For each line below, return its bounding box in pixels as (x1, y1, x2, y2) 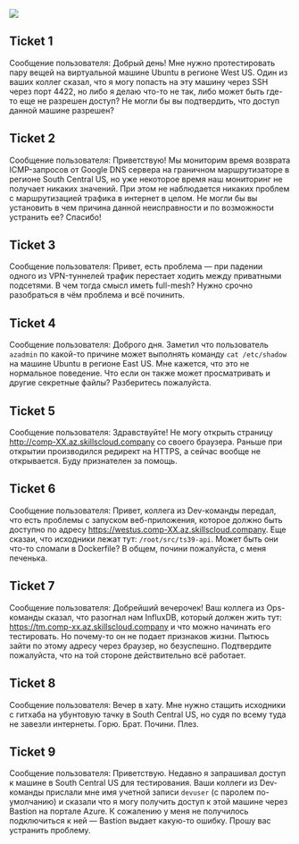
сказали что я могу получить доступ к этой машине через (65, 797, 288, 807)
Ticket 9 (9, 744, 56, 759)
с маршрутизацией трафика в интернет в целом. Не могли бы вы (9, 192, 258, 203)
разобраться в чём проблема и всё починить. (9, 290, 186, 300)
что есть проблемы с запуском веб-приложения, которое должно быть (9, 514, 283, 525)
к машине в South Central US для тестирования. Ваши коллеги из (9, 778, 258, 789)
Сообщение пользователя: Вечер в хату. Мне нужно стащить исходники (9, 699, 287, 710)
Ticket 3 (9, 238, 56, 253)
